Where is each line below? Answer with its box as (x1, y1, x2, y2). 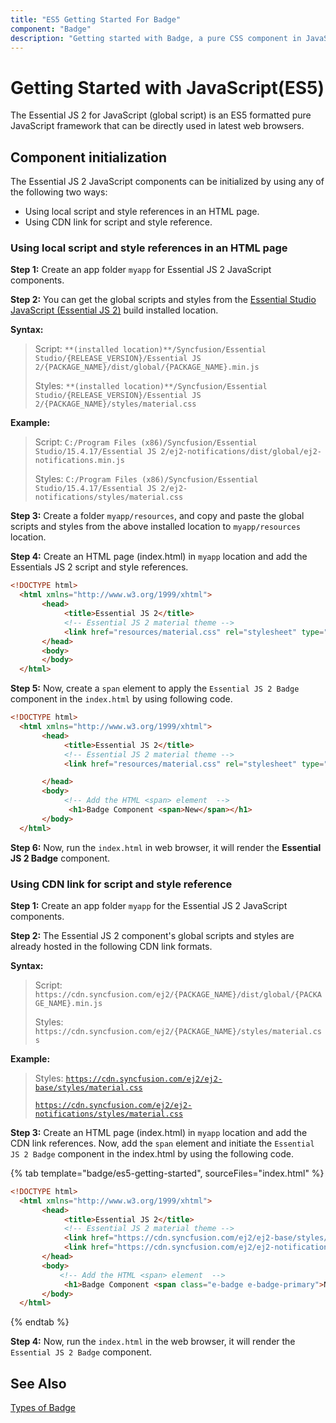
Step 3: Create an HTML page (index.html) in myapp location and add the (10, 1126, 308, 1138)
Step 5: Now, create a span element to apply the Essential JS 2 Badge (10, 682, 300, 695)
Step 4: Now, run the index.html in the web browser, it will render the (10, 1336, 296, 1348)
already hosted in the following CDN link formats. (10, 940, 213, 952)
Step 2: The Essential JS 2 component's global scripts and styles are (10, 929, 295, 941)
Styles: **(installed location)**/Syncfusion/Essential (34, 380, 268, 392)
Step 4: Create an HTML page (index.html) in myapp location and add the (10, 551, 308, 563)
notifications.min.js (34, 456, 125, 466)
